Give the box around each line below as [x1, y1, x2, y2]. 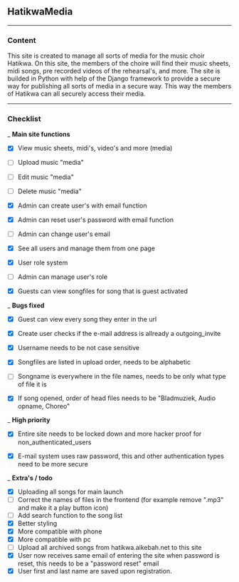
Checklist [7, 114, 41, 124]
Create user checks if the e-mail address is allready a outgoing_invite [17, 330, 221, 338]
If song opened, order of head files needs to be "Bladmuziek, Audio [17, 394, 216, 402]
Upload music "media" [17, 158, 84, 167]
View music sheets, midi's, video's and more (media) [17, 144, 173, 153]
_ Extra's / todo [7, 474, 53, 482]
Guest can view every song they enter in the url [17, 315, 157, 324]
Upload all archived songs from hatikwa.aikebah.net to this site [17, 543, 202, 551]
